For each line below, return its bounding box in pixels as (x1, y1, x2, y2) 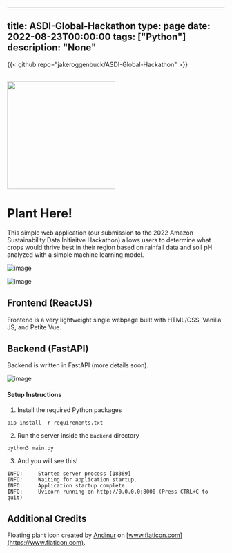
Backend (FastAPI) (7, 342, 89, 354)
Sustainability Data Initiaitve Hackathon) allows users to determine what (7, 235, 211, 244)
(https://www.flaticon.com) (7, 539, 84, 547)
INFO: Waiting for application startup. (7, 476, 137, 483)
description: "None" (7, 42, 97, 54)
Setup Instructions (7, 390, 62, 398)
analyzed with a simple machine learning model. (7, 250, 144, 259)
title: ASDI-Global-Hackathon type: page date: (7, 20, 211, 32)
